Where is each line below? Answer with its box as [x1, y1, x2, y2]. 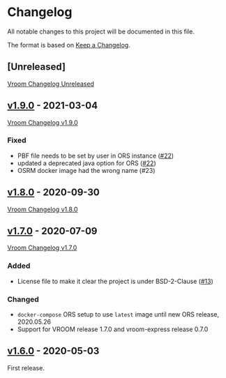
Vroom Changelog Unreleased [7, 80, 94, 88]
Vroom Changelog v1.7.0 [7, 243, 77, 252]
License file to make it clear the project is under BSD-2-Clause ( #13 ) [17, 277, 214, 285]
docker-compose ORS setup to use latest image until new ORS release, [17, 310, 220, 319]
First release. [7, 363, 45, 372]
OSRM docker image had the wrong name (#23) [17, 166, 156, 174]
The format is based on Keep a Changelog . [7, 40, 130, 49]
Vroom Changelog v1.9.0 [7, 118, 78, 126]
